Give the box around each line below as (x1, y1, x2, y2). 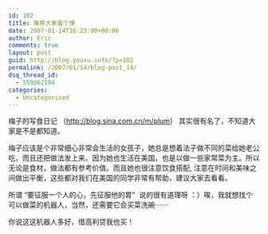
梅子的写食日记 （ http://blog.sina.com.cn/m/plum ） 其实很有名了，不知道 (8, 117, 249, 126)
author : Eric (8, 34, 52, 42)
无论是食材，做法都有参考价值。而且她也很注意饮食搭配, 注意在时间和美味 (8, 163, 250, 173)
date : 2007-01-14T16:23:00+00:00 (8, 26, 120, 34)
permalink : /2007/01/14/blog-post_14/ (8, 64, 137, 72)
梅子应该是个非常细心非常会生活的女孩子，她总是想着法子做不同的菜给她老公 (8, 143, 260, 153)
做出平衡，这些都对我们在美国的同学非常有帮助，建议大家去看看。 (14, 173, 232, 183)
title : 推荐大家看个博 (8, 19, 76, 27)
